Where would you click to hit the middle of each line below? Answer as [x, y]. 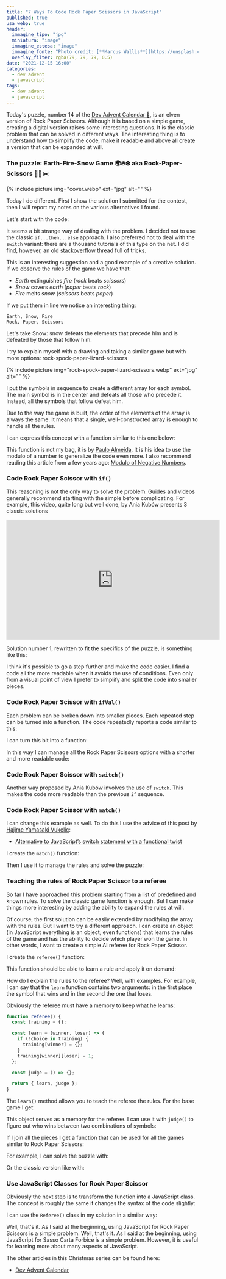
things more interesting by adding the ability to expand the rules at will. [95, 907]
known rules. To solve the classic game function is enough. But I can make [100, 900]
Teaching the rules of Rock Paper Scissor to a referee [87, 881]
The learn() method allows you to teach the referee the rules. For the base [101, 1101]
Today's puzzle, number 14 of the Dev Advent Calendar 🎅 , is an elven [93, 114]
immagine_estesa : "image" [45, 46]
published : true [27, 18]
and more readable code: [38, 758]
